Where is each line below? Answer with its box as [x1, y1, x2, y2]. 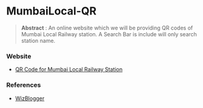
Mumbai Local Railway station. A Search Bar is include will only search [21, 30, 197, 37]
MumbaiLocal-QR [6, 4, 97, 18]
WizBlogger [15, 95, 45, 102]
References [6, 81, 41, 89]
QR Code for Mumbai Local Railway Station [15, 66, 123, 73]
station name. [21, 37, 56, 44]
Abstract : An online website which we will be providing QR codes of [21, 24, 193, 31]
